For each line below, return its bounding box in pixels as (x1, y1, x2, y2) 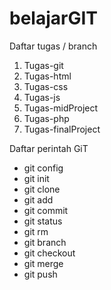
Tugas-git (23, 59, 64, 71)
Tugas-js (23, 91, 61, 103)
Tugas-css (23, 80, 69, 92)
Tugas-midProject (23, 102, 99, 114)
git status (23, 215, 63, 227)
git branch (23, 236, 67, 248)
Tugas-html (23, 70, 72, 82)
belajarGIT (9, 7, 98, 30)
